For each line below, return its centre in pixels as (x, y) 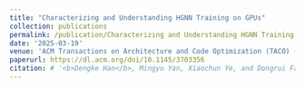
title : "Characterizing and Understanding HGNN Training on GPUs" (138, 18)
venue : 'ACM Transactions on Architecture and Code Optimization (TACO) (150, 52)
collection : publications (58, 26)
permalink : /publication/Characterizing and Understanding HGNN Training (152, 34)
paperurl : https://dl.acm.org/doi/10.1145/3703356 (107, 60)
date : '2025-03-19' (46, 43)
